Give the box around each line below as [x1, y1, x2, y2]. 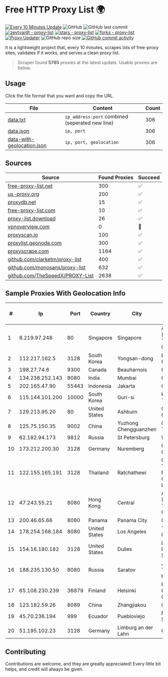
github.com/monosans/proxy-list [7, 264, 86, 271]
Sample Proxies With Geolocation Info [5, 289, 126, 298]
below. [17, 65, 31, 71]
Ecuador [88, 613, 108, 620]
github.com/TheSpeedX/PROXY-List [7, 272, 94, 279]
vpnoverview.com [7, 223, 50, 230]
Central [117, 499, 135, 506]
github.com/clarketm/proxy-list [7, 255, 81, 262]
